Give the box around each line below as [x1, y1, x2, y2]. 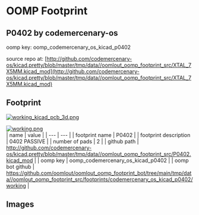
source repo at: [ [6, 55, 47, 62]
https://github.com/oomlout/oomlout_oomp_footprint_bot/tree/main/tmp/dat [6, 169, 192, 176]
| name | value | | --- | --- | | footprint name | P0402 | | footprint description [6, 131, 191, 138]
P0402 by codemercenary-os [6, 28, 118, 38]
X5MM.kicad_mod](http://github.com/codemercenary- [6, 68, 140, 75]
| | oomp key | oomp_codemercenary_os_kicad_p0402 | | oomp [34, 157, 189, 164]
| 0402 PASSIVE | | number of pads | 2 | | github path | [6, 138, 139, 145]
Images [6, 200, 34, 210]
